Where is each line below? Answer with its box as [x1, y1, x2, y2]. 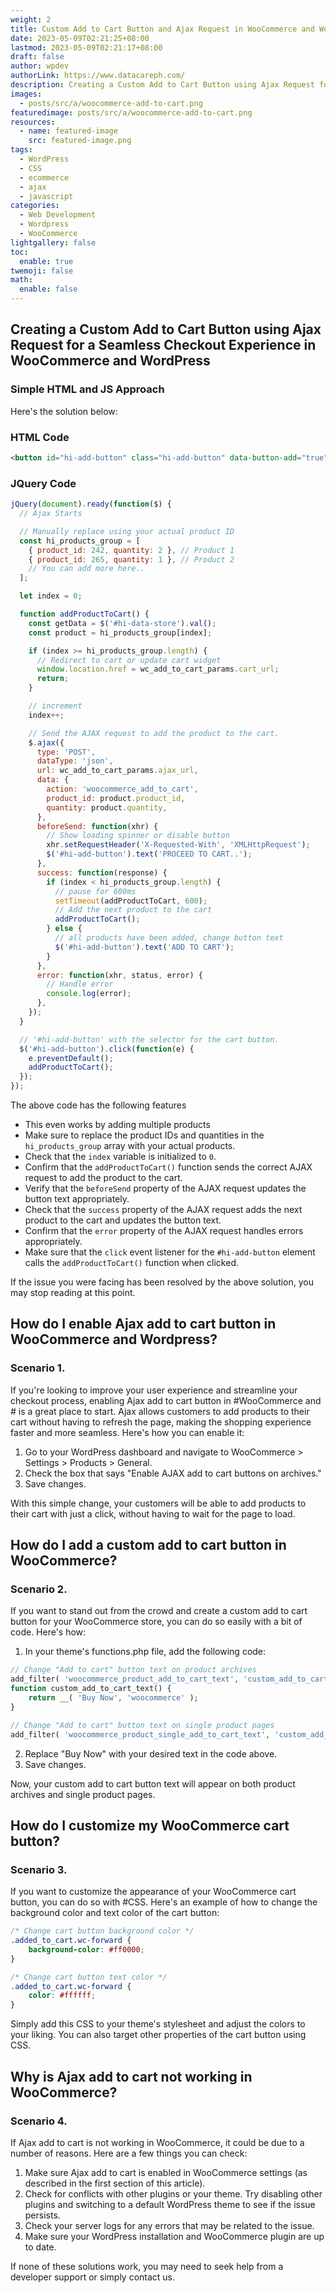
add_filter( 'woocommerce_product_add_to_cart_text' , [10, 1674, 240, 1685]
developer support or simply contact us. [10, 2271, 176, 2283]
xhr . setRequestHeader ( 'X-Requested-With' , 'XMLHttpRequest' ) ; [46, 840, 311, 850]
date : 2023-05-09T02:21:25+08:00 [10, 33, 150, 43]
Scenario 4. [10, 2114, 68, 2128]
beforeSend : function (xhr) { [36, 821, 159, 831]
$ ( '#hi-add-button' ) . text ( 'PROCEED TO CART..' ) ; [46, 849, 253, 860]
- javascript [19, 191, 74, 201]
